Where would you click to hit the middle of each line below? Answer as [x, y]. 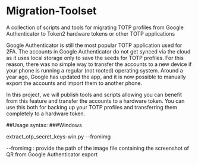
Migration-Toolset [51, 11]
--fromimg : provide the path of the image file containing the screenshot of [98, 148]
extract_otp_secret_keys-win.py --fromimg [59, 136]
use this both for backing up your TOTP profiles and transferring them [92, 107]
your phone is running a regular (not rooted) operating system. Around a [95, 70]
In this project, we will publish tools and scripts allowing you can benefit [94, 94]
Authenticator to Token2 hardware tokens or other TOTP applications [91, 33]
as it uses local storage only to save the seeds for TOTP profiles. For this [95, 58]
